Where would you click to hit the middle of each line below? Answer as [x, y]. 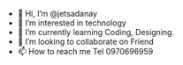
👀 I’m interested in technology [72, 23]
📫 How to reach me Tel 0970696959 [85, 51]
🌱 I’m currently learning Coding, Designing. [96, 32]
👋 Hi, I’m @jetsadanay [57, 14]
